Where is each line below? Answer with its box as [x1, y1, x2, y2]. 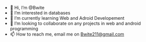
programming [10, 26, 39, 32]
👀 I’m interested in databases [10, 10, 70, 16]
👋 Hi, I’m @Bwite [10, 5, 45, 10]
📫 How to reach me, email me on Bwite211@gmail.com [10, 31, 124, 37]
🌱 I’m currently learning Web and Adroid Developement [10, 15, 125, 21]
